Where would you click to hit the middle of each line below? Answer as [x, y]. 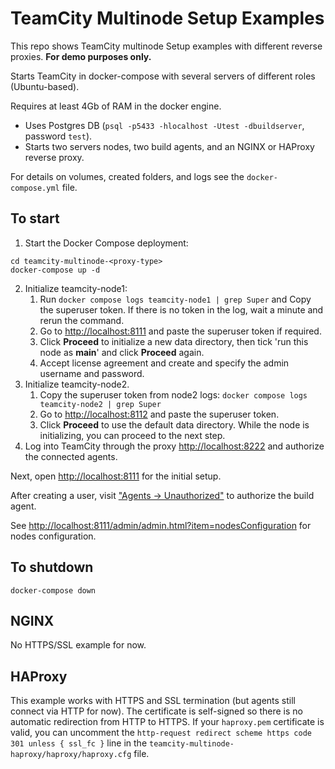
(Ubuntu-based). [45, 86]
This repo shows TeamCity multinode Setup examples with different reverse [166, 46]
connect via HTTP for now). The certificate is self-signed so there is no [156, 711]
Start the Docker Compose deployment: [106, 243]
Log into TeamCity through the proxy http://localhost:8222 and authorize [174, 446]
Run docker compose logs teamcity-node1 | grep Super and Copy [175, 299]
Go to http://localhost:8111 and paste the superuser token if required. [180, 331]
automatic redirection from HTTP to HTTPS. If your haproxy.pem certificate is [167, 722]
